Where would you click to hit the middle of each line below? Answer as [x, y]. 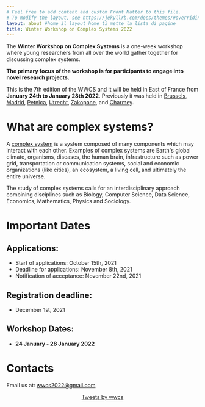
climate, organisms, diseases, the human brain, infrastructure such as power [103, 157]
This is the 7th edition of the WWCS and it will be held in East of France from [103, 90]
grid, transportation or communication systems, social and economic [93, 164]
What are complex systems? [80, 127]
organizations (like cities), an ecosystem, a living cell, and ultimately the [96, 170]
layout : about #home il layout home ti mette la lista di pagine [91, 23]
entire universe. [26, 176]
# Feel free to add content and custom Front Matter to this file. [94, 12]
